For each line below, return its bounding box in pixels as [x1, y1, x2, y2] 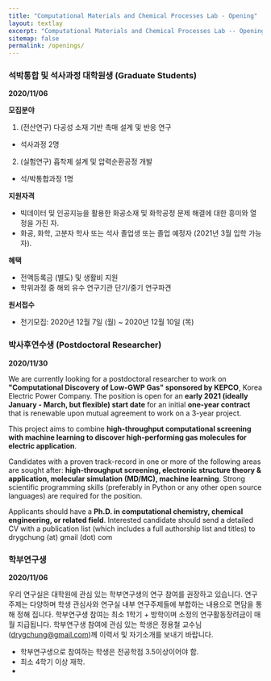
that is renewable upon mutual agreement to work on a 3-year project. [8, 408, 242, 418]
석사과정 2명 [19, 140, 60, 149]
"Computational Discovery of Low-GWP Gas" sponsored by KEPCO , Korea [8, 382, 263, 392]
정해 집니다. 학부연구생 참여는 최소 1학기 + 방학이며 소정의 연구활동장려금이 [16, 610, 252, 620]
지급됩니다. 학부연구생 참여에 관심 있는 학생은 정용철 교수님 [16, 620, 202, 629]
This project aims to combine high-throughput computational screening [8, 424, 252, 433]
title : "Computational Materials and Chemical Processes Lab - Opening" [8, 11, 258, 20]
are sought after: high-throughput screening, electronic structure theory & [8, 465, 262, 474]
